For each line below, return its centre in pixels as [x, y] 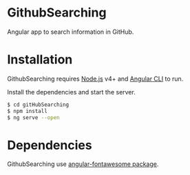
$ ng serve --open [33, 117]
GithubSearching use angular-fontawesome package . [83, 164]
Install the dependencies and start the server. [71, 92]
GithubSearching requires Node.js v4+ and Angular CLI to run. [95, 79]
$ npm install [28, 111]
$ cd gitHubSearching [38, 105]
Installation [40, 60]
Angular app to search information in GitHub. [71, 32]
